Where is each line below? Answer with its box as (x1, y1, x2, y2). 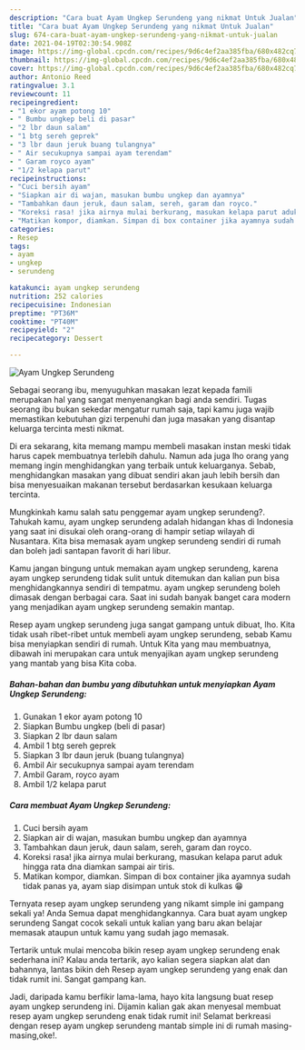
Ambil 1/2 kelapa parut (22, 778, 107, 789)
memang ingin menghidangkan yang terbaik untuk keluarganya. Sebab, (9, 460, 276, 471)
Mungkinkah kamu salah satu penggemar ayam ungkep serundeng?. (9, 506, 266, 517)
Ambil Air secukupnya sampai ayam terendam (22, 759, 195, 770)
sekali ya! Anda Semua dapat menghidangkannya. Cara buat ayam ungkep (9, 907, 288, 918)
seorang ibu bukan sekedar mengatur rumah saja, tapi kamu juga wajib (9, 404, 275, 415)
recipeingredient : (9, 97, 79, 107)
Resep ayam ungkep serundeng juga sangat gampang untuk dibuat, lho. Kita (9, 619, 296, 630)
